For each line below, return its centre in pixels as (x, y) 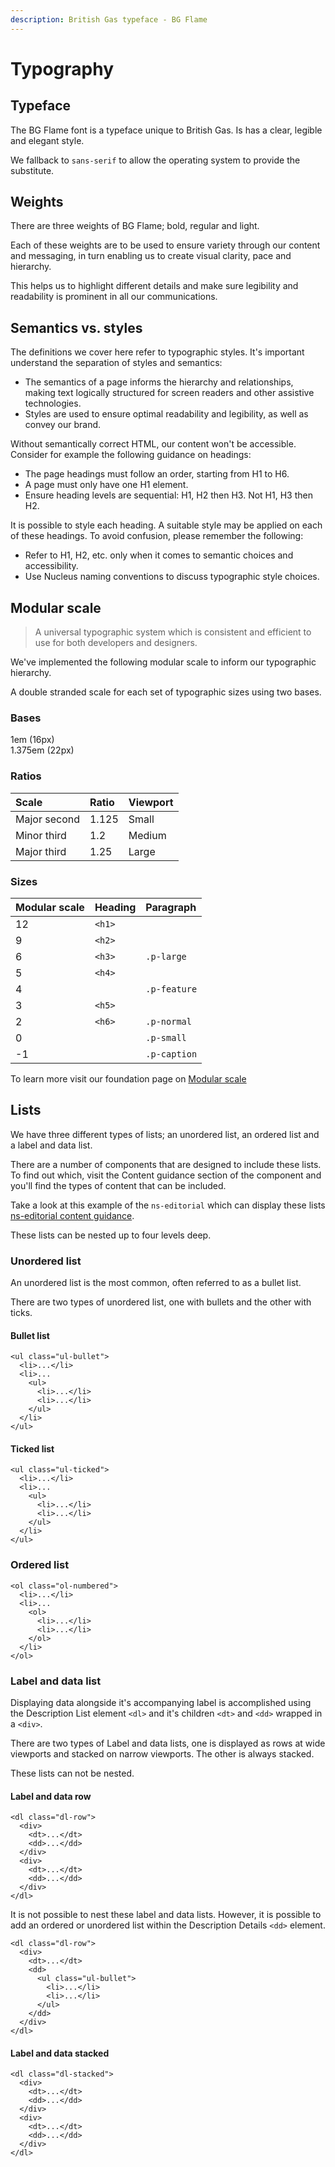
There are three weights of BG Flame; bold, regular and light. (135, 226)
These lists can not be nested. (72, 1773)
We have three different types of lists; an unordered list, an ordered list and (165, 1134)
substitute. (32, 170)
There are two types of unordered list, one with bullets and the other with (161, 1302)
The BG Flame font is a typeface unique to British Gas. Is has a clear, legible (166, 130)
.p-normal (168, 1021)
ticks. (21, 1313)
